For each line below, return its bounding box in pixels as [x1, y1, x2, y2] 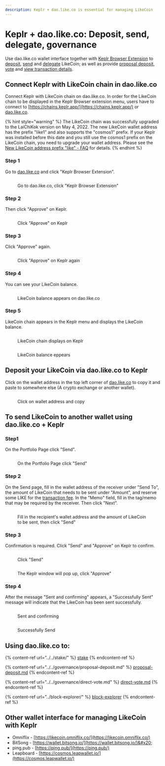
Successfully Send [17, 627, 56, 633]
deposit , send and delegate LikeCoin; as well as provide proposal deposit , [5, 60, 155, 67]
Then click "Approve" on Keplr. [5, 206, 67, 212]
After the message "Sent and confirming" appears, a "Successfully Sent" [5, 594, 154, 600]
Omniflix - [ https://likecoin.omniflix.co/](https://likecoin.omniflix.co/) [12, 734, 151, 740]
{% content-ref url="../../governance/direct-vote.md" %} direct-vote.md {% [5, 679, 158, 685]
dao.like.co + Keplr [5, 421, 65, 429]
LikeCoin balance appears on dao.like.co [17, 295, 100, 301]
